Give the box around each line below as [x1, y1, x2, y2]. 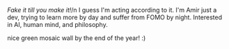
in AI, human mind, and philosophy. [7, 21, 108, 28]
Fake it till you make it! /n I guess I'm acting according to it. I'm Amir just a [7, 6, 217, 14]
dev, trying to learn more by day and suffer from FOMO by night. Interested [7, 13, 223, 21]
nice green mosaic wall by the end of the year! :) [7, 34, 146, 42]
